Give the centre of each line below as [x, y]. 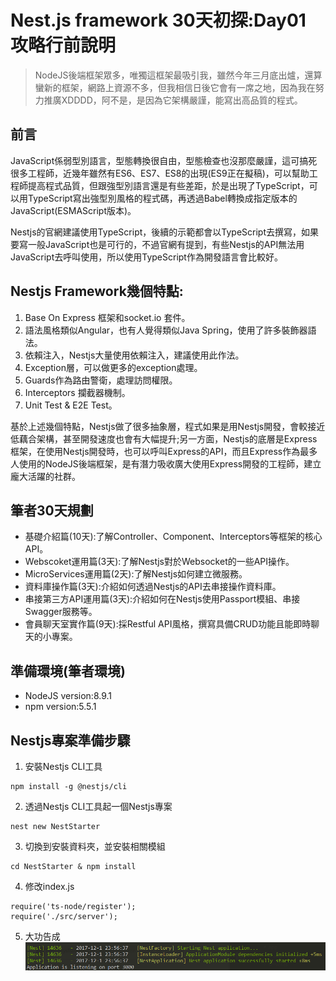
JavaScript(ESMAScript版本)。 [73, 210]
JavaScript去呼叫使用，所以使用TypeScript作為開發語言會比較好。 [146, 257]
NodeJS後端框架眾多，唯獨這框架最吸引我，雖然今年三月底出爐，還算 [178, 75]
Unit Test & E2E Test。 [71, 405]
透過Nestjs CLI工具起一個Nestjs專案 [98, 806]
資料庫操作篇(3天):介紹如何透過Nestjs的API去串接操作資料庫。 [153, 587]
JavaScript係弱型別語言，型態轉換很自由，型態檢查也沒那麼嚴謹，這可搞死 [164, 160]
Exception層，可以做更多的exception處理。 [113, 367]
